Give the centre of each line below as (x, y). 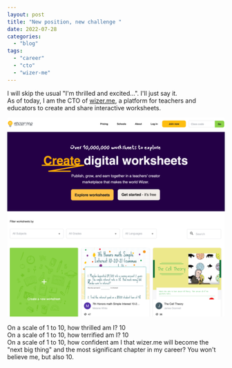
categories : (24, 37)
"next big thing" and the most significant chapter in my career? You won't (112, 350)
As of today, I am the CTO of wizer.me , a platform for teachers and (102, 101)
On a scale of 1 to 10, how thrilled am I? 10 (67, 328)
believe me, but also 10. (41, 357)
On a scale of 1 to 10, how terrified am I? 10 (68, 335)
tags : (15, 51)
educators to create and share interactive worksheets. (84, 108)
